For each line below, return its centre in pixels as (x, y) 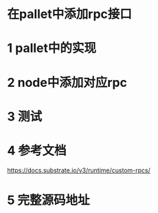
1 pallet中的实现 (52, 48)
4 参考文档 (37, 151)
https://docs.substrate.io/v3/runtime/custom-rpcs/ (79, 170)
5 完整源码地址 (49, 200)
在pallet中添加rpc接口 (70, 14)
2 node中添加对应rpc (67, 82)
